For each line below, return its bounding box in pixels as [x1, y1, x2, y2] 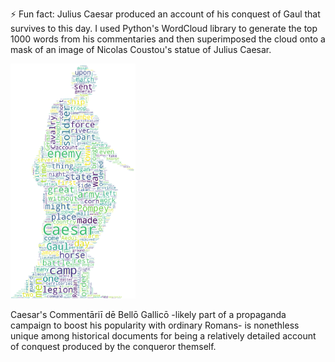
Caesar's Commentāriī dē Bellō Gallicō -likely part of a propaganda [10, 309, 287, 321]
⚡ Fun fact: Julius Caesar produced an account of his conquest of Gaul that [10, 8, 321, 20]
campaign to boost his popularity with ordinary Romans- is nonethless [10, 319, 300, 332]
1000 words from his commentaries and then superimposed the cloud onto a [10, 33, 326, 45]
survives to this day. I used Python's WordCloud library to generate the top [10, 23, 318, 34]
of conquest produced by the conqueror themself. [10, 341, 217, 353]
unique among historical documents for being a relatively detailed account [10, 330, 317, 342]
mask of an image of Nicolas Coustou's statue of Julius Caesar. [10, 44, 272, 55]
